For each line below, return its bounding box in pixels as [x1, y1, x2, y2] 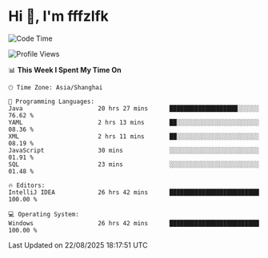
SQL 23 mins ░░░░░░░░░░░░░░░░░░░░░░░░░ [8, 160, 260, 169]
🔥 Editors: [8, 181, 46, 189]
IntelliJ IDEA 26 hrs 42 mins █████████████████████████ [8, 188, 260, 196]
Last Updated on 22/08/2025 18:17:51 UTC [8, 240, 148, 250]
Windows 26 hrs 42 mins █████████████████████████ [8, 219, 260, 227]
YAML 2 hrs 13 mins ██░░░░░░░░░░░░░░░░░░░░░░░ [8, 118, 260, 126]
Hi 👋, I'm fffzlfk [8, 7, 110, 26]
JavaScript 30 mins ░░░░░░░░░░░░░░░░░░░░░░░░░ [8, 146, 260, 154]
